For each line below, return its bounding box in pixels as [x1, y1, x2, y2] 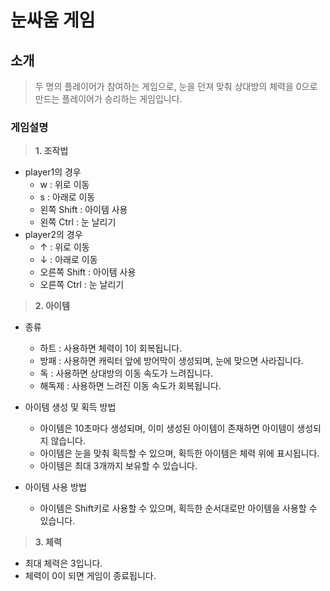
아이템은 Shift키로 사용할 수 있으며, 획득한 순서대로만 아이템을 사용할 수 [39, 502, 318, 515]
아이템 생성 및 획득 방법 [24, 401, 117, 413]
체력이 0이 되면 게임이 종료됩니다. [24, 570, 157, 582]
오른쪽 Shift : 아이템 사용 [39, 266, 137, 278]
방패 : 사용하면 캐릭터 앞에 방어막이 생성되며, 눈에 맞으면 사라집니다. [39, 355, 304, 367]
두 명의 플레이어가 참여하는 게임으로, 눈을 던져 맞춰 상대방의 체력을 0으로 [34, 81, 318, 92]
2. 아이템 [34, 300, 70, 312]
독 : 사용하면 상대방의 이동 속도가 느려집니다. [39, 367, 214, 380]
